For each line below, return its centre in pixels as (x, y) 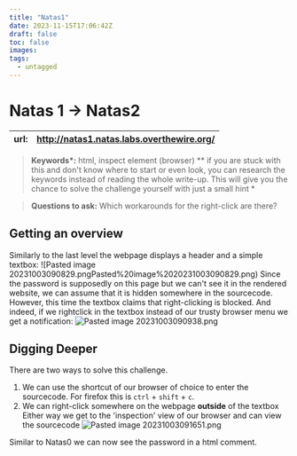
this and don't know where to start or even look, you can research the (158, 169)
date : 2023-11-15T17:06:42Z (61, 26)
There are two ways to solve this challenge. (89, 370)
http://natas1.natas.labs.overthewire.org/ (126, 138)
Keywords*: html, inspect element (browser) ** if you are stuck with (156, 160)
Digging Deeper (53, 349)
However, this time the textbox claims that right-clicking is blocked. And (140, 302)
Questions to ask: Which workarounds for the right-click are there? (154, 206)
